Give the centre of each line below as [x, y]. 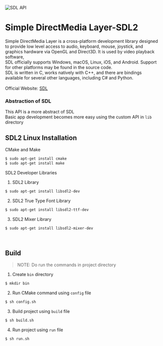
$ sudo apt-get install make [35, 163]
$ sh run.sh [17, 339]
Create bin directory [33, 275]
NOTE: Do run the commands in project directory [67, 265]
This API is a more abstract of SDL [40, 112]
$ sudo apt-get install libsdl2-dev [42, 191]
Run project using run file [38, 330]
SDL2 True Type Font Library [41, 201]
